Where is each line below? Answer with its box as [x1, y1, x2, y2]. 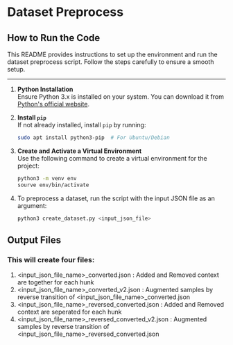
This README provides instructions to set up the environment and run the [7, 50, 218, 58]
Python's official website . [17, 100, 90, 108]
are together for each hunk [17, 278, 94, 287]
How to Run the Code [7, 32, 101, 44]
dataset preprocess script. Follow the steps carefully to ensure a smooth [7, 58, 214, 66]
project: [17, 161, 40, 170]
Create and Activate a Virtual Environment [17, 147, 142, 155]
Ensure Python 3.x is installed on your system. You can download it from [17, 93, 224, 101]
